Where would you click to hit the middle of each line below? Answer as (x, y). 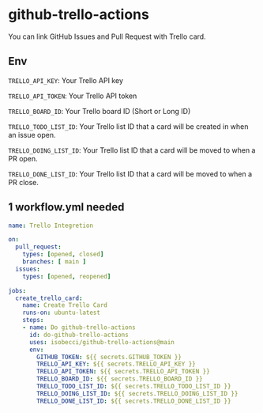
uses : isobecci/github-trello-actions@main (102, 342)
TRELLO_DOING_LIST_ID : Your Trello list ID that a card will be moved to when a (132, 150)
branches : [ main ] (54, 262)
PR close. (24, 182)
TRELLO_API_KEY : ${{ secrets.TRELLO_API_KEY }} (116, 364)
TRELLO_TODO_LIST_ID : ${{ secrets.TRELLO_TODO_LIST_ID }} (134, 386)
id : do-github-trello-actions (79, 335)
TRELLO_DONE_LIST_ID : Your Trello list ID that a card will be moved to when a (130, 174)
